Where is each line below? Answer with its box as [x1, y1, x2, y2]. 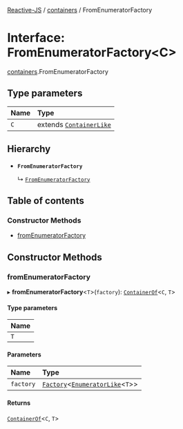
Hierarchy [7, 143, 51, 155]
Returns [7, 399, 31, 407]
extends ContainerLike [37, 120, 112, 129]
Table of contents [7, 195, 84, 207]
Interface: [7, 30, 66, 46]
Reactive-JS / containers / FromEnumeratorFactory [7, 6, 153, 14]
